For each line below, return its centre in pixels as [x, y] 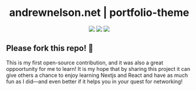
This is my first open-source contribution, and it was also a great [85, 63]
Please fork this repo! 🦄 [50, 48]
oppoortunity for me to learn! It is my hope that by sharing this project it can [98, 69]
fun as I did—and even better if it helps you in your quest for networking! [94, 81]
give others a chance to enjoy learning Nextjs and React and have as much [97, 75]
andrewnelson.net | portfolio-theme [99, 13]
